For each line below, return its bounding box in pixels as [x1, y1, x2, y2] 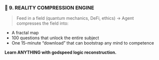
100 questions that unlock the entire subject [11, 35, 99, 41]
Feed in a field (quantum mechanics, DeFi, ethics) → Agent [16, 15, 134, 21]
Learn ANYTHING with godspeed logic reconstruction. [4, 49, 117, 55]
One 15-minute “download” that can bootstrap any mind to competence [11, 40, 154, 46]
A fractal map [11, 30, 39, 36]
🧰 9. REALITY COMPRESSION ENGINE [4, 4, 95, 11]
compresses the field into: [16, 20, 69, 26]
